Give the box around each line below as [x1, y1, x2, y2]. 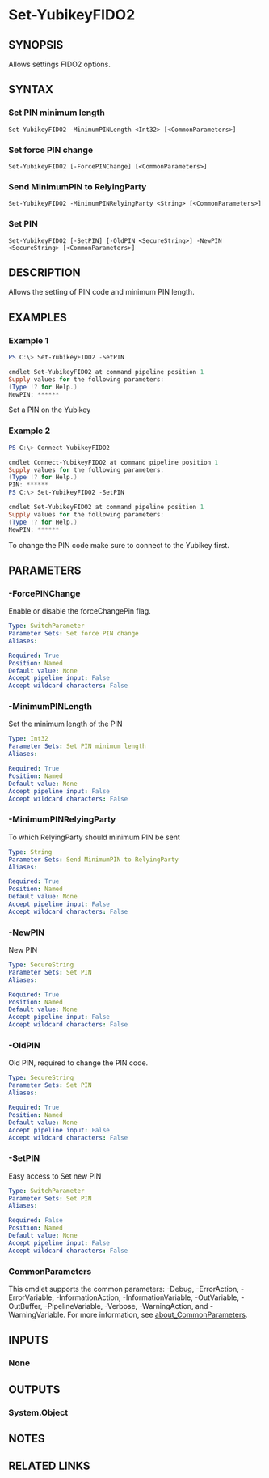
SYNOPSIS [8, 38, 64, 52]
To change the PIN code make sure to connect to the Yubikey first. [8, 540, 230, 550]
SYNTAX [8, 83, 54, 96]
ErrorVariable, [8, 1293, 55, 1302]
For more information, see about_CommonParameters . [67, 1310, 248, 1319]
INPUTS [8, 1333, 48, 1347]
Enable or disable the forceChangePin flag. [8, 606, 151, 616]
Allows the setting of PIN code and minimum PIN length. [8, 287, 195, 297]
